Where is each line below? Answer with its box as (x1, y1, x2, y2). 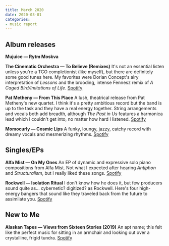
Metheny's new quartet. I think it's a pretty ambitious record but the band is (5, 100, 162, 106)
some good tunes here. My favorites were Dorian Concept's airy (5, 74, 139, 80)
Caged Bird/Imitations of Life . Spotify (5, 85, 83, 91)
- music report (5, 21, 37, 27)
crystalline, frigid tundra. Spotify (5, 234, 73, 240)
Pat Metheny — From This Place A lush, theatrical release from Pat (5, 94, 145, 101)
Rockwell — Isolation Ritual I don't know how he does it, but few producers (5, 180, 162, 186)
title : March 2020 (5, 7, 44, 13)
